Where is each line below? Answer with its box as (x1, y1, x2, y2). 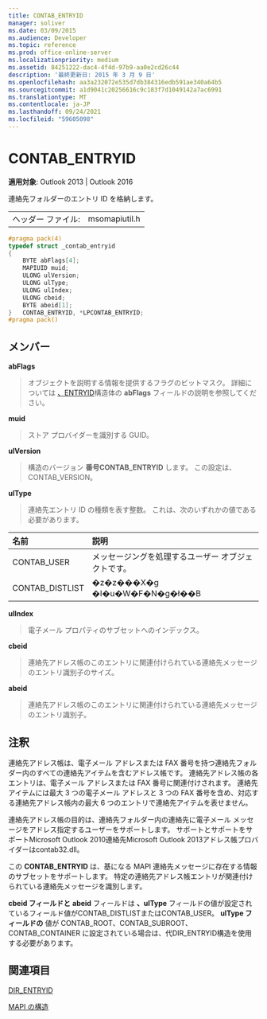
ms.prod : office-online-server (8, 49, 112, 57)
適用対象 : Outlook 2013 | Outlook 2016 (8, 177, 133, 186)
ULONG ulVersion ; (22, 271, 80, 279)
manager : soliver (8, 19, 66, 27)
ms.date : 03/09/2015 (8, 26, 77, 34)
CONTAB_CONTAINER (8, 928, 81, 938)
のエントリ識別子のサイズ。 (27, 668, 119, 677)
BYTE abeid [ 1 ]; (22, 301, 73, 309)
